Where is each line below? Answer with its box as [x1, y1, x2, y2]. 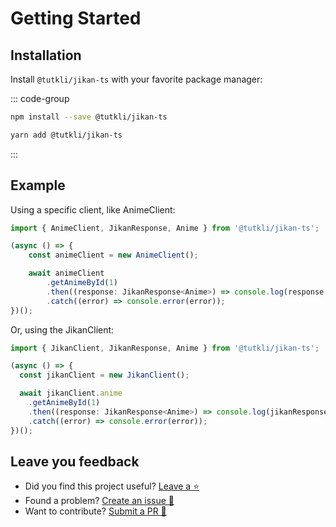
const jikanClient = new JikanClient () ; [19, 370, 190, 381]
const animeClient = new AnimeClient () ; [28, 250, 199, 261]
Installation [10, 47, 82, 64]
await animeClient [28, 268, 105, 279]
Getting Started [10, 7, 142, 30]
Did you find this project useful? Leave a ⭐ [24, 480, 200, 492]
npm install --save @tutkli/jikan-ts [10, 112, 168, 122]
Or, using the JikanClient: [10, 323, 115, 336]
